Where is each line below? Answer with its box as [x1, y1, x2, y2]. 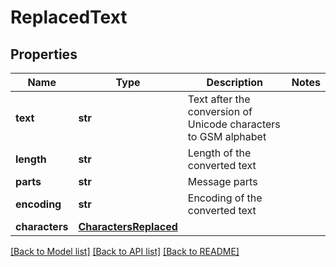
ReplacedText [10, 6, 128, 29]
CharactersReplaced [78, 220, 178, 233]
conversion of [187, 105, 253, 118]
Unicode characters [187, 117, 281, 131]
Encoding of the [187, 191, 263, 205]
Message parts [187, 175, 258, 188]
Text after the [187, 92, 251, 106]
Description [206, 76, 263, 89]
